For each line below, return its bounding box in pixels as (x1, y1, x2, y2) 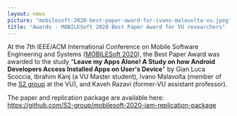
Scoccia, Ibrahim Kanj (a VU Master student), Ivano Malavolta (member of (7, 72, 222, 81)
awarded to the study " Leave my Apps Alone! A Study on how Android (7, 58, 215, 66)
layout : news (7, 10, 46, 18)
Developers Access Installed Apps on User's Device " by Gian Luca (7, 65, 206, 74)
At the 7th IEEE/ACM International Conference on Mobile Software (7, 43, 199, 51)
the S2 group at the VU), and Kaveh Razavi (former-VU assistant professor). (7, 80, 228, 89)
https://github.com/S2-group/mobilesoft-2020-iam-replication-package (7, 101, 217, 110)
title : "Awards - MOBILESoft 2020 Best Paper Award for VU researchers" (7, 23, 226, 30)
